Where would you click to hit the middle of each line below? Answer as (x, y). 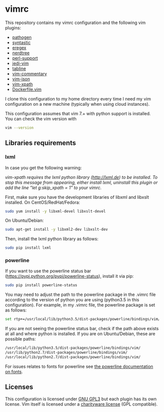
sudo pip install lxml (28, 248)
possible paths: (20, 339)
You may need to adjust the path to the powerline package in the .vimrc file (81, 294)
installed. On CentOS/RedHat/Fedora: (43, 202)
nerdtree (21, 53)
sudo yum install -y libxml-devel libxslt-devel (55, 211)
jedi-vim (20, 63)
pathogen (22, 37)
